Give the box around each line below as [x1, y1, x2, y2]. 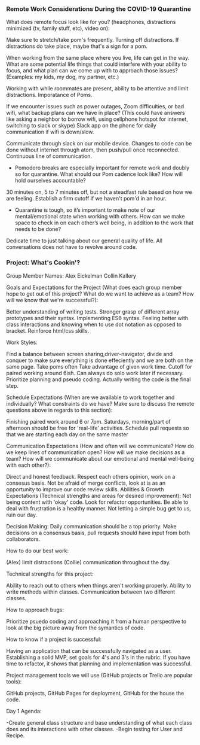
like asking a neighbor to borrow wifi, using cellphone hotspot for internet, [6, 115, 188, 123]
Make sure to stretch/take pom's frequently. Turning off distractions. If [6, 37, 179, 44]
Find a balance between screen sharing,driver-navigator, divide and [6, 350, 173, 357]
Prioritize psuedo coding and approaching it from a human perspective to [6, 618, 187, 625]
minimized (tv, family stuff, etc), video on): [6, 25, 110, 32]
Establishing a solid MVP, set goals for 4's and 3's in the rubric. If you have [6, 653, 190, 661]
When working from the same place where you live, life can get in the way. [6, 54, 190, 62]
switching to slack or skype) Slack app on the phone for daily [6, 122, 156, 129]
